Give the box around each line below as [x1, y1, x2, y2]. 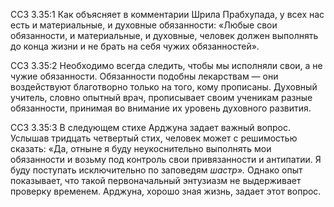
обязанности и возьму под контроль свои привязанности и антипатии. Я [10, 154, 322, 165]
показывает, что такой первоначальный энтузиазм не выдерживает [10, 175, 302, 186]
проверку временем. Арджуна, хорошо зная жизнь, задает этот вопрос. [10, 185, 322, 197]
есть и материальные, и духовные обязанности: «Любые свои [10, 19, 278, 31]
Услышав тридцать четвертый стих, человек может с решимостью [10, 132, 298, 144]
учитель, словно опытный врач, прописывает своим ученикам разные [10, 92, 313, 103]
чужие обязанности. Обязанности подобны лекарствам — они [10, 70, 279, 82]
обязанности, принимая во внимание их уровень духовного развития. [10, 102, 312, 114]
